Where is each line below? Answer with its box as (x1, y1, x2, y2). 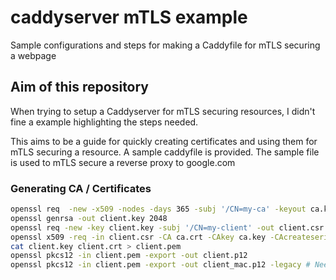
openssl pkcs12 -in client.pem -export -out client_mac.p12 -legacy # (10, 260, 311, 270)
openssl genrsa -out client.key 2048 (10, 213, 168, 223)
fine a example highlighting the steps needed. (10, 116, 199, 128)
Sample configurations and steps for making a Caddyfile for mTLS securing (10, 39, 321, 51)
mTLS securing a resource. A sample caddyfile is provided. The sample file (10, 146, 320, 158)
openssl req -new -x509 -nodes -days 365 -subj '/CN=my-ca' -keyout (10, 204, 307, 215)
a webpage (10, 49, 57, 61)
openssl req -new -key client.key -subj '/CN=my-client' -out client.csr (10, 222, 325, 233)
